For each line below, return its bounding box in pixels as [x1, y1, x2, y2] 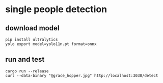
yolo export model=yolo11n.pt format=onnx [5, 41, 97, 47]
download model [5, 24, 60, 32]
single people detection [5, 4, 107, 15]
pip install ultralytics [5, 37, 58, 42]
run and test [5, 55, 45, 64]
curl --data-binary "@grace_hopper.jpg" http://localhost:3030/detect [5, 73, 158, 78]
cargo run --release [5, 68, 49, 74]
